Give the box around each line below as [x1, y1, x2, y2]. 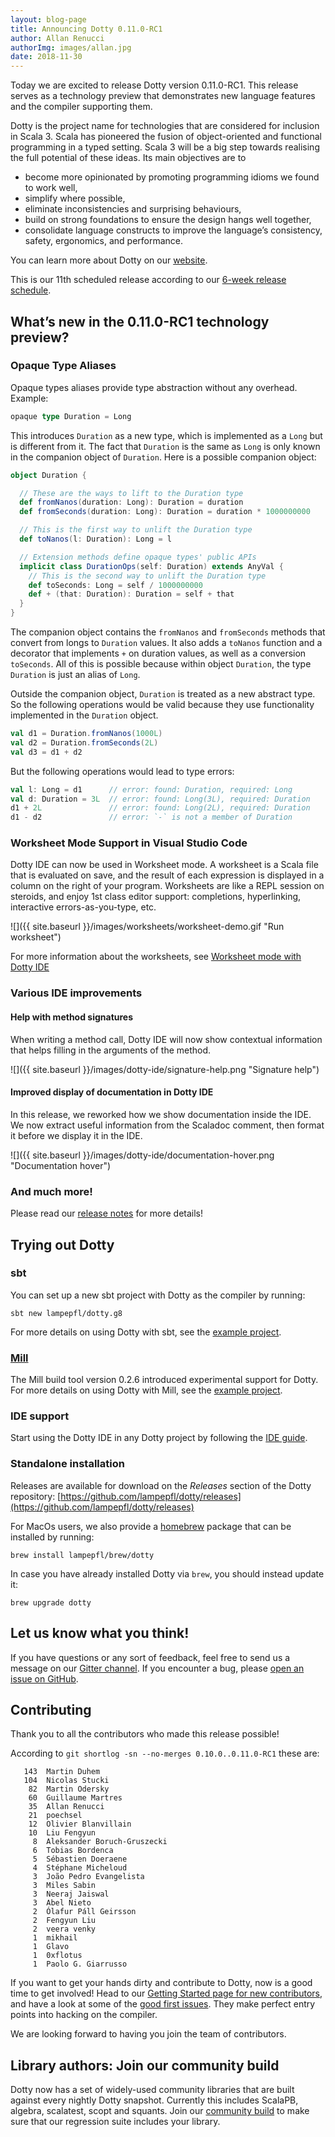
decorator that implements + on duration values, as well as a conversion [10, 647, 307, 660]
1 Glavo [32, 1942, 70, 1952]
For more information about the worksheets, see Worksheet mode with [10, 951, 302, 963]
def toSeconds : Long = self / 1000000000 [28, 580, 203, 590]
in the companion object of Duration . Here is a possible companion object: [10, 451, 317, 463]
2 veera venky [32, 1924, 97, 1935]
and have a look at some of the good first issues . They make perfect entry [10, 1998, 316, 2010]
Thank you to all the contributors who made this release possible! [10, 1728, 280, 1740]
